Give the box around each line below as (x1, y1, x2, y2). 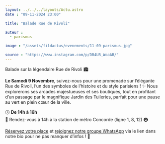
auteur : (5, 30, 23, 35)
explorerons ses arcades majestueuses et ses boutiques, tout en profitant (5, 88, 156, 94)
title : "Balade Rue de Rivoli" (5, 21, 70, 26)
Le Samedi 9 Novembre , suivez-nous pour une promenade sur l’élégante (5, 77, 155, 83)
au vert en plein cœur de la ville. (5, 99, 71, 105)
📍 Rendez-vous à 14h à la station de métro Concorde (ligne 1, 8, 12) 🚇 (5, 116, 148, 122)
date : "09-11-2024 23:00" (5, 12, 61, 17)
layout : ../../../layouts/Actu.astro (5, 7, 83, 12)
